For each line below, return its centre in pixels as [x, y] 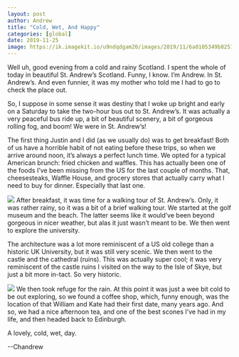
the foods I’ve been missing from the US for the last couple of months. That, [119, 170]
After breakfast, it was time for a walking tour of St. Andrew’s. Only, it [117, 200]
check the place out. [37, 90]
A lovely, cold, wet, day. [42, 333]
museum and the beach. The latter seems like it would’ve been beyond [111, 215]
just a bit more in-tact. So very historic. [64, 274]
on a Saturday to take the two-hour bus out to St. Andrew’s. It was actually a [119, 111]
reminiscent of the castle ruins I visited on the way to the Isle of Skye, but [115, 267]
